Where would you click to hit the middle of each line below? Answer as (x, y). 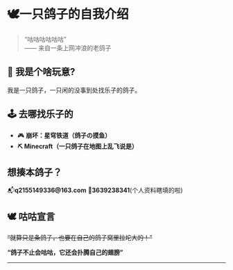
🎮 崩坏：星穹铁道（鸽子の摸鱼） (64, 135)
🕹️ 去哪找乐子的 (40, 114)
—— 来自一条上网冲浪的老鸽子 (68, 48)
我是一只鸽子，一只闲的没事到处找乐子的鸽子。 (74, 90)
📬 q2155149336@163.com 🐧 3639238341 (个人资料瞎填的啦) (95, 190)
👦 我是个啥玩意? (41, 72)
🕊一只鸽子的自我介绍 (68, 14)
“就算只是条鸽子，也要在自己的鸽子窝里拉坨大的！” (80, 238)
